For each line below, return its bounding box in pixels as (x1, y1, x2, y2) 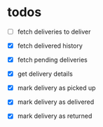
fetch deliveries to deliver (17, 27, 91, 36)
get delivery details (17, 69, 74, 78)
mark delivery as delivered (17, 98, 95, 106)
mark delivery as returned (17, 112, 92, 120)
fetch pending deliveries (17, 55, 88, 64)
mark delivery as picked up (17, 83, 96, 92)
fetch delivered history (17, 41, 83, 50)
